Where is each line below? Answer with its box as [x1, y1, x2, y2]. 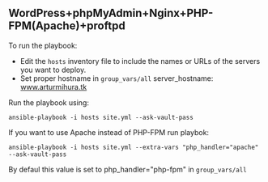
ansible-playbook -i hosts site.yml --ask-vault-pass [8, 113, 194, 121]
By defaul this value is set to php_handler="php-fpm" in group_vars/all [8, 164, 247, 174]
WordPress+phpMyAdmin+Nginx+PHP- [8, 6, 214, 20]
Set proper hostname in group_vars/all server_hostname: [19, 73, 214, 83]
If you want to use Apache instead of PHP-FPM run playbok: [8, 127, 209, 137]
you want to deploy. [19, 65, 87, 74]
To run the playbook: [8, 40, 78, 50]
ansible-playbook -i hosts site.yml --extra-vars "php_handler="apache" [8, 143, 259, 151]
